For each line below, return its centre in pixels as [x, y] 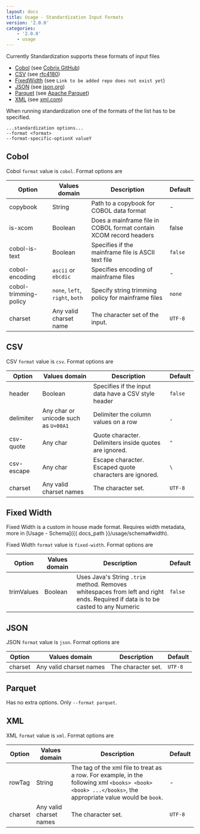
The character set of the [125, 315]
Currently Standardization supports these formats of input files [83, 56]
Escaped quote [114, 467]
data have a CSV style [124, 393]
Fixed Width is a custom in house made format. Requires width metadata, [96, 527]
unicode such [61, 418]
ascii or [64, 270]
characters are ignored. [126, 475]
